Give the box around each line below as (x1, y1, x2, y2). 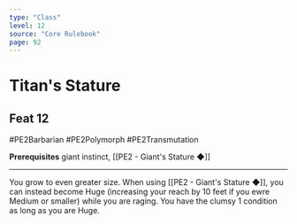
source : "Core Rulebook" (9, 29, 101, 38)
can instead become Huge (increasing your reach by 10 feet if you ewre (9, 187, 270, 197)
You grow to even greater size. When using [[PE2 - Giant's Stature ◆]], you (9, 177, 285, 188)
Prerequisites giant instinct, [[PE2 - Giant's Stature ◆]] (9, 151, 210, 162)
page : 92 (9, 37, 42, 47)
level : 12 (9, 21, 46, 30)
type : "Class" (9, 12, 62, 22)
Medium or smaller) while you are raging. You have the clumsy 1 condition (9, 196, 278, 206)
